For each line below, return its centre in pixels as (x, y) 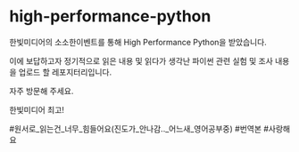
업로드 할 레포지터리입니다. (65, 72)
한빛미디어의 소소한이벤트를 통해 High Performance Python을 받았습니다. (138, 42)
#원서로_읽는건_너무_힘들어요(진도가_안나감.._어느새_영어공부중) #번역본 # (139, 128)
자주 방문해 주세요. (42, 91)
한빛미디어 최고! (37, 109)
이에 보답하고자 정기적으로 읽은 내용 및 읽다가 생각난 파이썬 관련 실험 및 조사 (141, 60)
